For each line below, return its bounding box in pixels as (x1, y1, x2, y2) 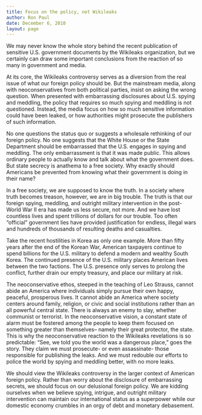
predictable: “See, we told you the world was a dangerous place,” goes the (6, 339, 192, 346)
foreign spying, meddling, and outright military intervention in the (6, 200, 168, 207)
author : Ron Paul (6, 15, 50, 21)
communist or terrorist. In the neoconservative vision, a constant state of (6, 313, 188, 321)
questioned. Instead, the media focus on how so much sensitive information (6, 105, 195, 113)
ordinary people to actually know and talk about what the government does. (6, 155, 195, 163)
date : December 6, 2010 (6, 20, 66, 26)
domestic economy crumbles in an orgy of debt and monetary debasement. (6, 402, 194, 409)
